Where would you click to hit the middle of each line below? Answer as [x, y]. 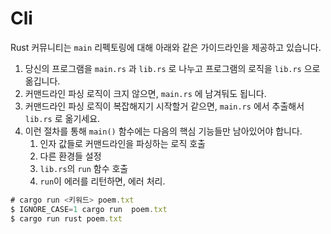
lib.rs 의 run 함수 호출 [84, 168]
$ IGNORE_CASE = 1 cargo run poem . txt [89, 209]
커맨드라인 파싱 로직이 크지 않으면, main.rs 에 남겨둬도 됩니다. [145, 93]
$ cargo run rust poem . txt [66, 218]
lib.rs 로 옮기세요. [62, 118]
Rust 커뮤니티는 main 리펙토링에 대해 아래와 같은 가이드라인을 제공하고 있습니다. [166, 47]
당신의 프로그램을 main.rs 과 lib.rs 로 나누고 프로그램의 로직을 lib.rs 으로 [172, 68]
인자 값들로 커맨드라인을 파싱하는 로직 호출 [123, 143]
